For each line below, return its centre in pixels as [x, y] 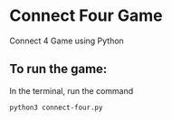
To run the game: [58, 69]
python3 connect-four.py [56, 107]
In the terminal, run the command [72, 90]
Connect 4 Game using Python [67, 41]
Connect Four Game [86, 16]
